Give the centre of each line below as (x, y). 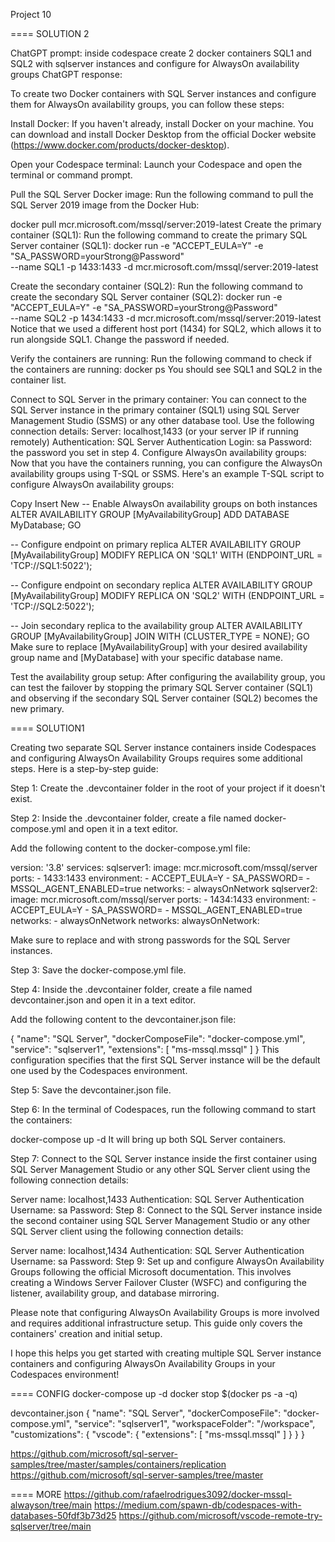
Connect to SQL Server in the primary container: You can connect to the (158, 399)
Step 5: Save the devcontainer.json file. (91, 1090)
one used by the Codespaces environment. (99, 1070)
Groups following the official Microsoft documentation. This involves (151, 1272)
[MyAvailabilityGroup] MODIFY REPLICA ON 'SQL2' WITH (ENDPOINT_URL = (167, 595)
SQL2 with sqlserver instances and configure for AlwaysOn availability (155, 63)
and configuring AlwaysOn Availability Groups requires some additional (156, 758)
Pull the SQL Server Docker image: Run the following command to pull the (162, 194)
